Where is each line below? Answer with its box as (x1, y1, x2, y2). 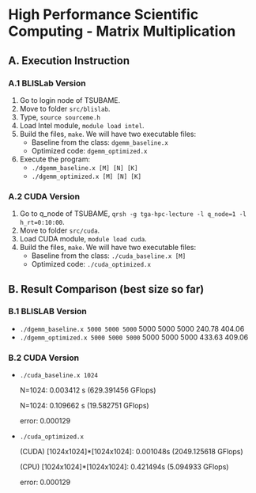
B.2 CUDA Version (8, 352, 80, 363)
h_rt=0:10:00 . (19, 218, 65, 227)
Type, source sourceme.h (19, 112, 101, 122)
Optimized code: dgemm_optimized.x (31, 146, 148, 155)
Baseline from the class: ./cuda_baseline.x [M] (31, 251, 186, 260)
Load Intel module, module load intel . (19, 120, 145, 130)
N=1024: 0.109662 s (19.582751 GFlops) (19, 401, 149, 411)
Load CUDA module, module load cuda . (19, 234, 148, 244)
